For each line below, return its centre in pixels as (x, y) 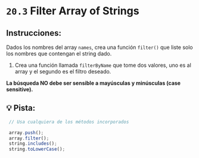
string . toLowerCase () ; (37, 149)
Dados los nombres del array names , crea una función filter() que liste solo (99, 47)
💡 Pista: (21, 108)
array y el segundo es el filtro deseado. (63, 72)
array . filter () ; (29, 138)
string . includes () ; (33, 144)
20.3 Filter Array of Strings (73, 11)
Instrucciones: (34, 33)
